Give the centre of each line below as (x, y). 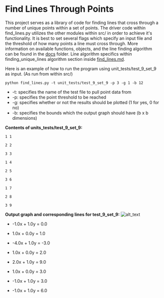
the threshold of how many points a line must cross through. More (71, 43)
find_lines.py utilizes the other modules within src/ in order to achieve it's (79, 33)
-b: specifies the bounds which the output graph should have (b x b (80, 113)
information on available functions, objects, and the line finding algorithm (79, 49)
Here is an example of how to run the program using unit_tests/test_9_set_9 (81, 68)
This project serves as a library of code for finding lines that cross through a (82, 23)
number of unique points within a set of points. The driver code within (75, 27)
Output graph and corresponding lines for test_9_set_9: (62, 214)
